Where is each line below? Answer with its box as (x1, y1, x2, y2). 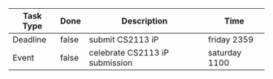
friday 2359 (208, 34, 254, 45)
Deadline (12, 34, 47, 45)
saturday (208, 48, 242, 58)
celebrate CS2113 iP (89, 48, 169, 58)
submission (89, 57, 132, 68)
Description (121, 15, 168, 27)
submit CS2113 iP (89, 34, 159, 45)
